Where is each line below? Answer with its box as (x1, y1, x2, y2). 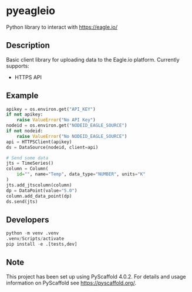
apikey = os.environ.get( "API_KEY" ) (6, 106, 96, 112)
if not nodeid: (6, 128, 43, 134)
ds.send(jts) (6, 198, 38, 205)
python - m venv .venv (6, 230, 59, 236)
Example (6, 91, 39, 101)
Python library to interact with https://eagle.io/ (6, 23, 118, 30)
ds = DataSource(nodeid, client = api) (6, 144, 99, 150)
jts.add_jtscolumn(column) (6, 182, 72, 188)
